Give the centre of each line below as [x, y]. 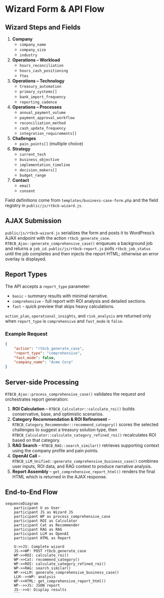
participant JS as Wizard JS [44, 512]
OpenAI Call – [26, 456]
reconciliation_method [43, 123]
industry [28, 55]
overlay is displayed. [26, 259]
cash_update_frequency [43, 128]
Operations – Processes [37, 107]
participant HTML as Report [42, 538]
